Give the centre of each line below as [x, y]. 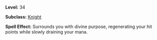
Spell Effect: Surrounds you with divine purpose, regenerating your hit [79, 26]
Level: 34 [15, 7]
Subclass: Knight [23, 17]
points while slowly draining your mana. [46, 32]
